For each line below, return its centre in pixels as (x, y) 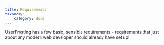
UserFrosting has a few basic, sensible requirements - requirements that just (82, 32)
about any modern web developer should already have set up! (67, 37)
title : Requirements (26, 9)
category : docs (29, 18)
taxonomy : (15, 14)
